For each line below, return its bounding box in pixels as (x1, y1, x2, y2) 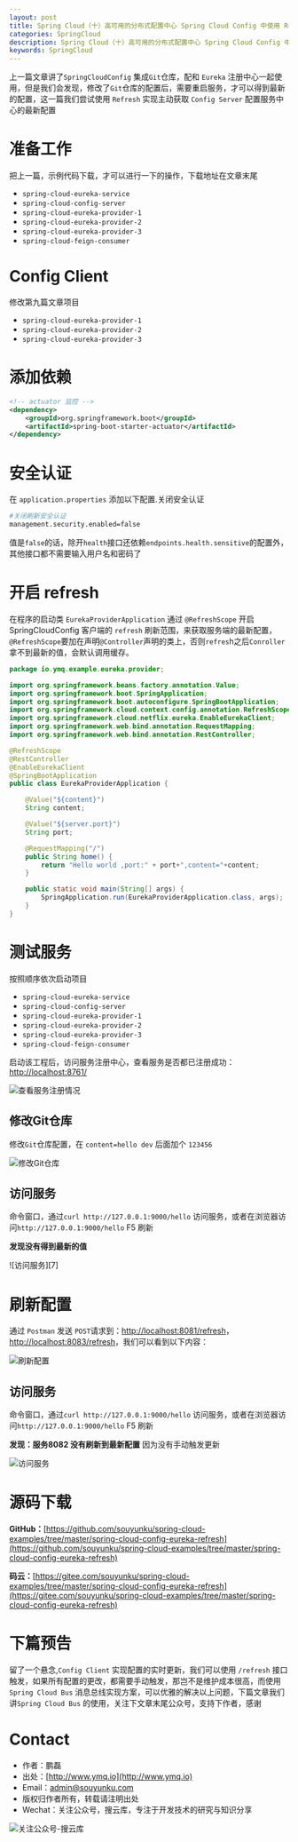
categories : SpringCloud (9, 29, 101, 38)
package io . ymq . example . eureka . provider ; (9, 664, 165, 673)
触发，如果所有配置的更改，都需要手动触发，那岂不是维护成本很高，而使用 (9, 1676, 281, 1686)
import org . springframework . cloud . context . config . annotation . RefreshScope (9, 705, 292, 715)
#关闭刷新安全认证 (9, 512, 67, 520)
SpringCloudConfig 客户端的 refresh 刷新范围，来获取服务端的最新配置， (9, 624, 278, 635)
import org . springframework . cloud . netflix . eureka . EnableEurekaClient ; (9, 714, 276, 723)
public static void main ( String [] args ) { (25, 885, 184, 893)
